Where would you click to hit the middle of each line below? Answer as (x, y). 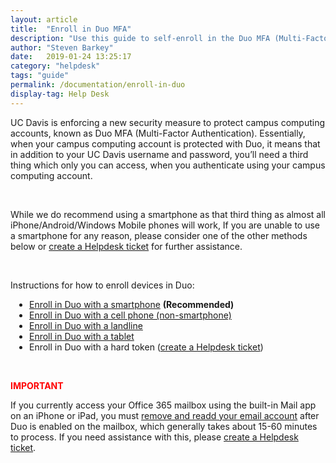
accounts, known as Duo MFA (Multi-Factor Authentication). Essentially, (158, 133)
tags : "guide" (40, 76)
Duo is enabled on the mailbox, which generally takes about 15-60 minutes (164, 426)
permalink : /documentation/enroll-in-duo (98, 85)
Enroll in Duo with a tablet (82, 336)
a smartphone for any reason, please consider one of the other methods (159, 235)
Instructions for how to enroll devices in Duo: (102, 285)
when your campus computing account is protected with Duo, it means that (165, 143)
